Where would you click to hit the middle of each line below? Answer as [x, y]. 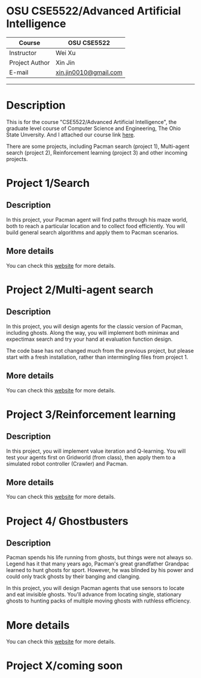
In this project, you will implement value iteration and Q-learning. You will [96, 451]
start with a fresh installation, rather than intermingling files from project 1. [97, 357]
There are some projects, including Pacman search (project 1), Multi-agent [98, 146]
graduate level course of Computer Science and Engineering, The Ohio [94, 128]
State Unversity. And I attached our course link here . [71, 134]
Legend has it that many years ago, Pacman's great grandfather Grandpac [98, 564]
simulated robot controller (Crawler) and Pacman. [67, 464]
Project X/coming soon [65, 666]
